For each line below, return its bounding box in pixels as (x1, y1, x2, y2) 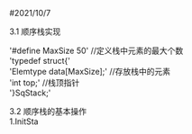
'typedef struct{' (9, 56, 70, 66)
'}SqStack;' (9, 87, 51, 98)
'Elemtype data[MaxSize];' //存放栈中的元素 (9, 67, 171, 76)
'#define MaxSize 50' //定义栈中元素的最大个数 (9, 45, 184, 56)
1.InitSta (9, 116, 39, 127)
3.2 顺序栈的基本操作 (9, 106, 87, 116)
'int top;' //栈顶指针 (9, 77, 80, 88)
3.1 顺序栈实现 (9, 26, 61, 37)
